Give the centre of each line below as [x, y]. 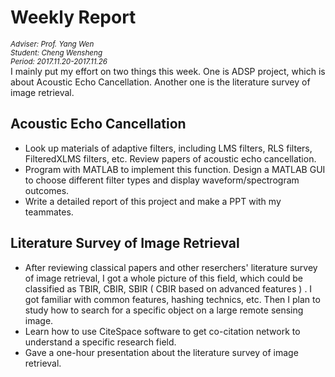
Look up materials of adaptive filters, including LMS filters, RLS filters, [168, 148]
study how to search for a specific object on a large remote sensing [164, 310]
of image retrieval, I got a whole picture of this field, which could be [163, 278]
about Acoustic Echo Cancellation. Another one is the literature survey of [160, 82]
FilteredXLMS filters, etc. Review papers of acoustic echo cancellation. [170, 158]
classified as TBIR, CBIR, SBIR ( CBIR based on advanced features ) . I [168, 288]
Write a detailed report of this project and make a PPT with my [153, 201]
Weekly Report [73, 17]
